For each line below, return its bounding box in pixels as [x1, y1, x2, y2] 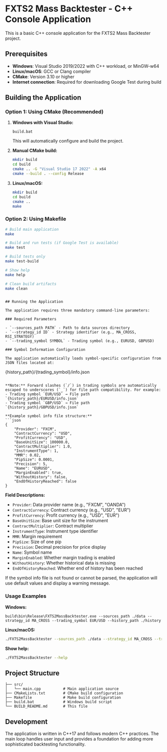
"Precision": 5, [14, 461, 48, 466]
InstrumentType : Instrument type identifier [12, 528, 98, 534]
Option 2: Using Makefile [5, 215, 66, 222]
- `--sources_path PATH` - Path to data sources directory [5, 325, 130, 330]
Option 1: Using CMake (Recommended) [5, 108, 104, 115]
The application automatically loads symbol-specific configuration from [5, 356, 162, 361]
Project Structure [5, 669, 60, 677]
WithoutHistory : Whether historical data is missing [12, 560, 116, 566]
